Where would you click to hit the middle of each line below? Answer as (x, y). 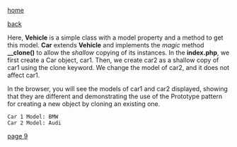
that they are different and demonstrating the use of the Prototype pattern (115, 96)
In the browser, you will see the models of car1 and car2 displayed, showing (118, 89)
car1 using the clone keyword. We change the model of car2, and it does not (118, 67)
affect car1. (24, 75)
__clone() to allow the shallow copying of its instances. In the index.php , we (118, 53)
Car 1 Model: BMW (33, 117)
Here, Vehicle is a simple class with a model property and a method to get (115, 37)
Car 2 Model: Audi (34, 123)
